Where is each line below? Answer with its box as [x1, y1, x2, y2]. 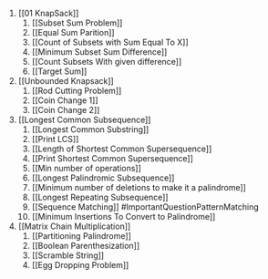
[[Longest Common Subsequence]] [17, 114, 151, 125]
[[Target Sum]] [31, 66, 88, 77]
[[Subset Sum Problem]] [31, 17, 123, 28]
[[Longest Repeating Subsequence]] [31, 191, 169, 202]
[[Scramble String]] [31, 250, 105, 261]
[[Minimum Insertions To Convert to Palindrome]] [31, 212, 216, 222]
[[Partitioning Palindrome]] [31, 231, 132, 241]
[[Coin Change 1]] [31, 95, 98, 106]
